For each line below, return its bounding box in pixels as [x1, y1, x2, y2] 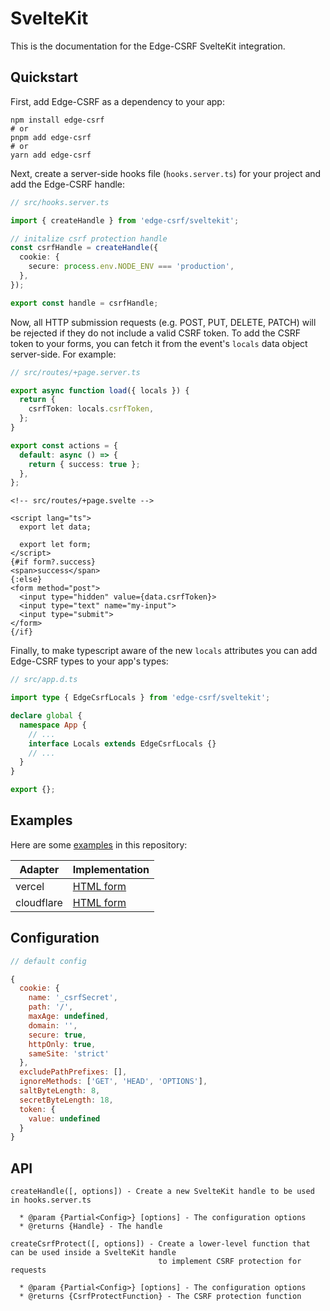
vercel [15, 879, 45, 893]
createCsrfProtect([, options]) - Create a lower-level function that [10, 1239, 311, 1249]
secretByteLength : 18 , [19, 1095, 114, 1105]
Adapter [19, 862, 60, 876]
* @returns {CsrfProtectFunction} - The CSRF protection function [19, 1292, 302, 1302]
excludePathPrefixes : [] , [19, 1067, 128, 1077]
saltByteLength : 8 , [19, 1086, 101, 1096]
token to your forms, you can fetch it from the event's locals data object [10, 337, 308, 349]
